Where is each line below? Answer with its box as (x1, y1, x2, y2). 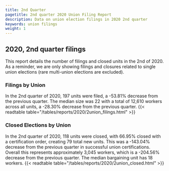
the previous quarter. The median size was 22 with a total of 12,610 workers (5, 98, 162, 104)
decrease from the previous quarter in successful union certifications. (5, 144, 150, 150)
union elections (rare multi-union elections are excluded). (5, 69, 125, 75)
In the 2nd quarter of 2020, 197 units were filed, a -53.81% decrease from (5, 93, 158, 99)
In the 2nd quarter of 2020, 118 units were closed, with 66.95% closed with (5, 133, 161, 139)
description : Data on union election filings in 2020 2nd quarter (5, 17, 148, 22)
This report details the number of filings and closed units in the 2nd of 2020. (5, 58, 164, 64)
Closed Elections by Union (5, 122, 71, 129)
